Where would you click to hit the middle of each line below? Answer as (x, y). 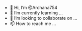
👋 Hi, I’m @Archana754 (34, 8)
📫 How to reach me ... (33, 24)
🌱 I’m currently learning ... (36, 13)
